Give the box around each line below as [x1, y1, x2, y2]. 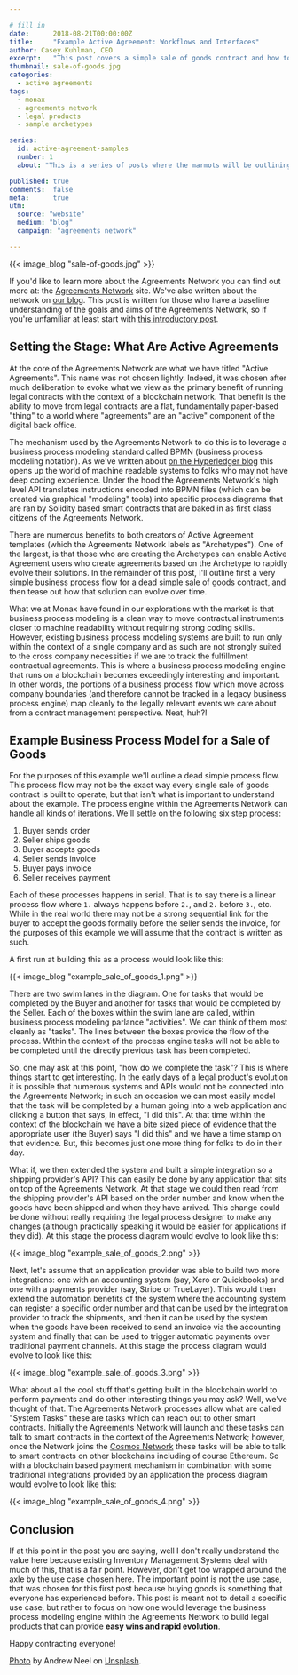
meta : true [9, 193, 69, 203]
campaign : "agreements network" [17, 227, 137, 235]
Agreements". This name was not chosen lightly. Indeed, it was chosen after [9, 372, 287, 383]
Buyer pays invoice [21, 863, 92, 873]
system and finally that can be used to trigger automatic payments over [9, 1331, 271, 1342]
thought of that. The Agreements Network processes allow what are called [9, 1403, 282, 1414]
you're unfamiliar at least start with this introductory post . [9, 313, 219, 324]
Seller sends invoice [21, 854, 96, 865]
